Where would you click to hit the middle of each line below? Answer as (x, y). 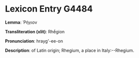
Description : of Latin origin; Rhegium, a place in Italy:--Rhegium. (70, 50)
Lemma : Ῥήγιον (21, 22)
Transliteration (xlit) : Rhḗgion (35, 31)
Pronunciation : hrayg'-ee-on (34, 41)
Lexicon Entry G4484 (49, 9)
